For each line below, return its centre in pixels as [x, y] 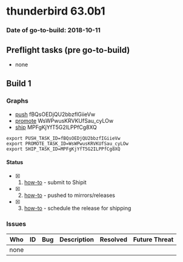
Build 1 [19, 84]
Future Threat [153, 240]
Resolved [114, 240]
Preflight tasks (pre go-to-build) [68, 50]
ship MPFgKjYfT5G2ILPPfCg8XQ [56, 127]
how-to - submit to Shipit [55, 182]
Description [77, 240]
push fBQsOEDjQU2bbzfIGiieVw [55, 114]
